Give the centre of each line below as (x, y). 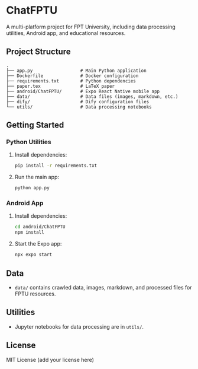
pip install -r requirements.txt (56, 166)
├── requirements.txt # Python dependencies (71, 81)
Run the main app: (37, 177)
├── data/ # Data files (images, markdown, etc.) (92, 96)
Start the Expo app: (38, 244)
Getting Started (35, 125)
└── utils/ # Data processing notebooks (79, 107)
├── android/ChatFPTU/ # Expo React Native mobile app (83, 91)
